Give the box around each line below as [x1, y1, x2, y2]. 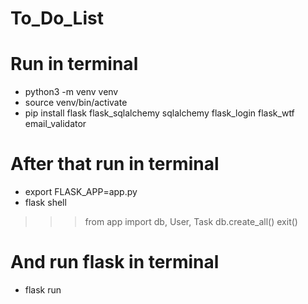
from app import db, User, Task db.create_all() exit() [84, 216, 298, 228]
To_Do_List [10, 7, 104, 30]
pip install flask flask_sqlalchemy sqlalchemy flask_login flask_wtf [24, 107, 295, 119]
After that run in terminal [10, 153, 220, 176]
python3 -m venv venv [24, 86, 119, 98]
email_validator [24, 118, 87, 130]
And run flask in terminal [10, 251, 220, 274]
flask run [24, 284, 62, 296]
